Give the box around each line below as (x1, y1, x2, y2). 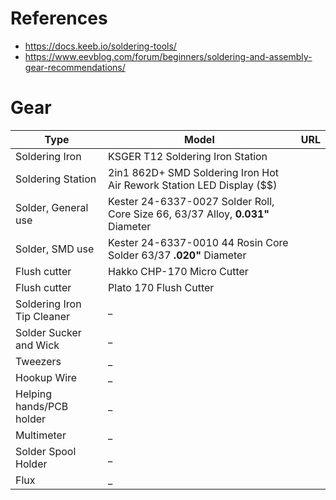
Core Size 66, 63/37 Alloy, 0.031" (108, 207, 270, 221)
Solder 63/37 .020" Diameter (108, 248, 247, 262)
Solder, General (15, 200, 89, 214)
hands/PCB (15, 399, 69, 413)
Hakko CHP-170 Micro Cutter (108, 264, 249, 278)
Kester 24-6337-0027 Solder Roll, (108, 194, 275, 208)
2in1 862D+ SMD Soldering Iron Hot (108, 165, 279, 179)
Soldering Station (15, 172, 97, 186)
